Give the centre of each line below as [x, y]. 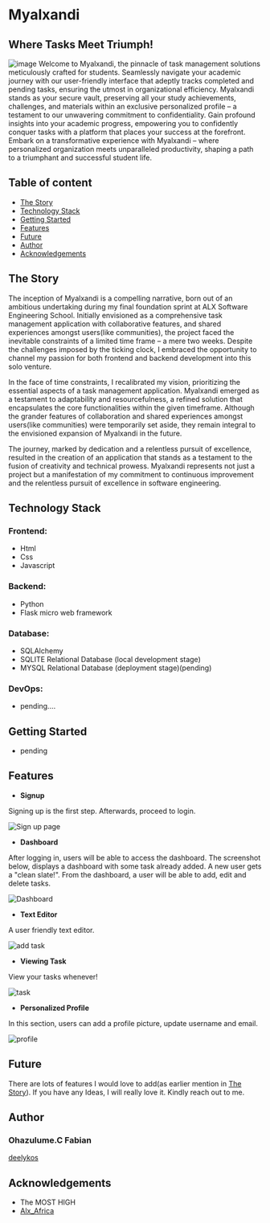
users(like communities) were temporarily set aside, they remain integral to [132, 424]
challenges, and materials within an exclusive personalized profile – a [123, 106]
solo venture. [30, 366]
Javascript [37, 566]
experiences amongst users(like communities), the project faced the [121, 332]
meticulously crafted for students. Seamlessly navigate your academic [125, 72]
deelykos [23, 1158]
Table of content [50, 183]
